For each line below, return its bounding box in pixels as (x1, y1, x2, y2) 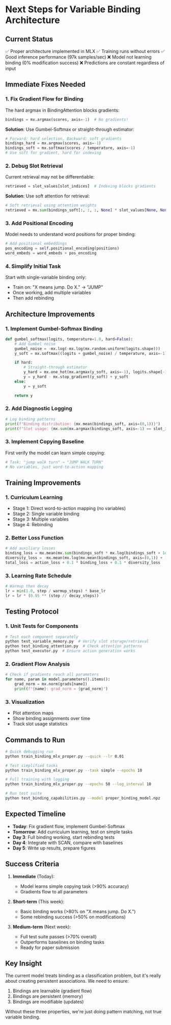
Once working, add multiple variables (12, 290, 91, 296)
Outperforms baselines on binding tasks (20, 939, 104, 945)
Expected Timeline (5, 810, 66, 818)
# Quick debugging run (5, 749, 53, 754)
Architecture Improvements (5, 310, 95, 318)
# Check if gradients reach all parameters (5, 672, 99, 677)
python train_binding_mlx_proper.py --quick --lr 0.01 (5, 754, 124, 759)
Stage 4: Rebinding (12, 522, 53, 528)
